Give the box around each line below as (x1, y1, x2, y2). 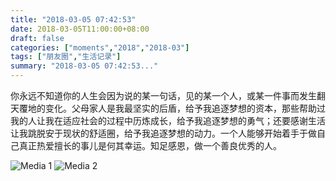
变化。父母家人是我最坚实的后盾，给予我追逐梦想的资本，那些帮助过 (44, 102, 326, 114)
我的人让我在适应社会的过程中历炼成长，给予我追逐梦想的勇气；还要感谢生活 (10, 115, 326, 126)
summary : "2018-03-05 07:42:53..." (10, 61, 159, 71)
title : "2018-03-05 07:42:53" (10, 14, 137, 25)
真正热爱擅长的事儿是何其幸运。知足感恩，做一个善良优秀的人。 (18, 140, 282, 151)
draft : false (10, 33, 65, 43)
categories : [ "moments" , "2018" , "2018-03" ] (10, 42, 190, 53)
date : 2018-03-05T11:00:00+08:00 (10, 24, 150, 34)
